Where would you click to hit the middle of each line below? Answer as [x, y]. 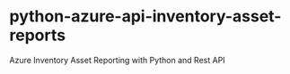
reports [37, 35]
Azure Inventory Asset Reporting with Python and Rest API [118, 60]
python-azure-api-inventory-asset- [145, 16]
